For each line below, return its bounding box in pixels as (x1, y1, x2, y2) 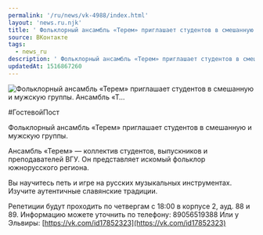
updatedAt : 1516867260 (8, 63, 82, 70)
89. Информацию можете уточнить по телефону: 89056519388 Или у (8, 209, 240, 219)
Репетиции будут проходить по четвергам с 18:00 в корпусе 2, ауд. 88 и (8, 201, 250, 211)
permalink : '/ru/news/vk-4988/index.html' (8, 11, 149, 20)
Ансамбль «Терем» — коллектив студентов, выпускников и (8, 146, 208, 155)
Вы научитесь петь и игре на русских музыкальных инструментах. (8, 178, 232, 187)
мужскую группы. (8, 131, 68, 140)
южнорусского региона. (8, 162, 90, 172)
